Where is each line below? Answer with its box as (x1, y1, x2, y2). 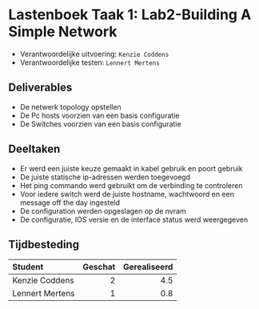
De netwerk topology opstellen (19, 102, 122, 111)
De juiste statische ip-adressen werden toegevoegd (19, 172, 190, 182)
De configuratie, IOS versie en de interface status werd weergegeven (19, 215, 249, 224)
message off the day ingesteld (19, 198, 121, 207)
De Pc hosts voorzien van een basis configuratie (19, 110, 180, 120)
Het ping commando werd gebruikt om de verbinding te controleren (19, 180, 243, 190)
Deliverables (8, 81, 73, 94)
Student (12, 262, 44, 273)
